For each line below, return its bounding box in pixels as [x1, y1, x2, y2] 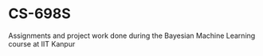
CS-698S [8, 5, 72, 23]
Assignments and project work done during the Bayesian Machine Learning [8, 31, 256, 40]
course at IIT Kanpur [8, 39, 76, 48]
